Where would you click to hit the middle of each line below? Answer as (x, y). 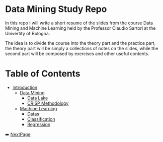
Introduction (25, 87)
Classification (41, 119)
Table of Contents (43, 74)
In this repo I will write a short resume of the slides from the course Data (79, 23)
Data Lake (38, 98)
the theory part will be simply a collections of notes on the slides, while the (82, 48)
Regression (39, 124)
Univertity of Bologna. (28, 33)
